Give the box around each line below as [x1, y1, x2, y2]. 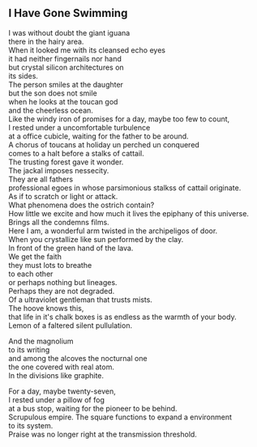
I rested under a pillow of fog [8, 394, 105, 404]
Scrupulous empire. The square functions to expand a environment [8, 412, 233, 422]
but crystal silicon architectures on [8, 62, 124, 72]
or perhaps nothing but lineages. [8, 277, 118, 287]
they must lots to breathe [8, 260, 92, 270]
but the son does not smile [8, 88, 97, 98]
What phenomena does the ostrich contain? [8, 200, 155, 210]
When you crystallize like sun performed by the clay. [8, 234, 184, 244]
